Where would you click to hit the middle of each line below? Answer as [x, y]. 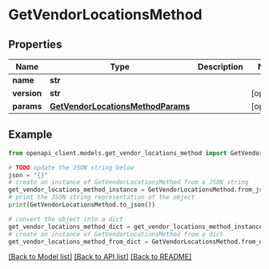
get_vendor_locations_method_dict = [69, 227]
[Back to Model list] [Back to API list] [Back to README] [100, 257]
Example [30, 135]
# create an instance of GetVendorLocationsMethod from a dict [116, 234]
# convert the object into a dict [66, 219]
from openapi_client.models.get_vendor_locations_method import [118, 153]
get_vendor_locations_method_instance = [77, 190]
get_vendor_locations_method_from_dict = [78, 242]
